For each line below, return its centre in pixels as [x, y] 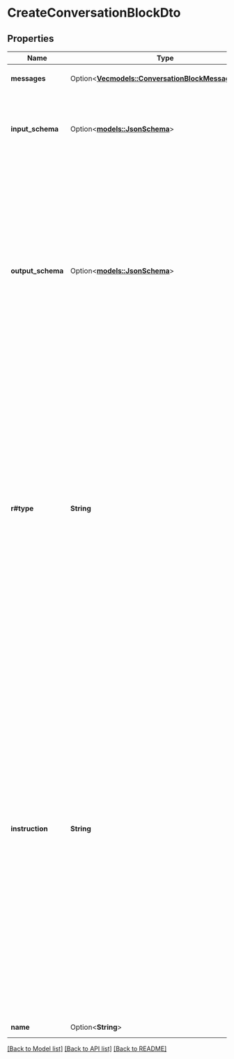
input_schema [35, 129]
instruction [29, 829]
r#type [22, 508]
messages [28, 78]
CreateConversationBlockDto [94, 13]
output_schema [37, 271]
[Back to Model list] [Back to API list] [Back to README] [87, 1049]
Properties [31, 39]
